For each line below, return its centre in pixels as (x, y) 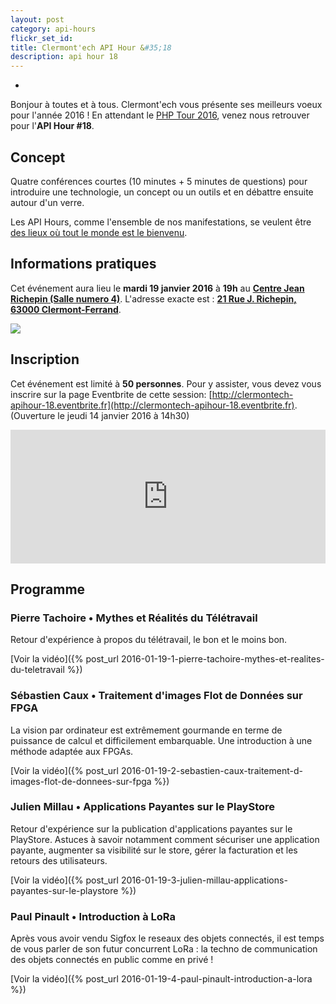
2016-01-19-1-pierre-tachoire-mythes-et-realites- (222, 659)
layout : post (37, 19)
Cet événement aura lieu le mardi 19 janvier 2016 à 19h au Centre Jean (157, 288)
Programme (48, 589)
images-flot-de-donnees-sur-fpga (81, 781)
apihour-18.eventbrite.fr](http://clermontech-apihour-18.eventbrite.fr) (152, 405)
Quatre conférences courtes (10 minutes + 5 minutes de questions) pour (159, 181)
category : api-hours (53, 29)
